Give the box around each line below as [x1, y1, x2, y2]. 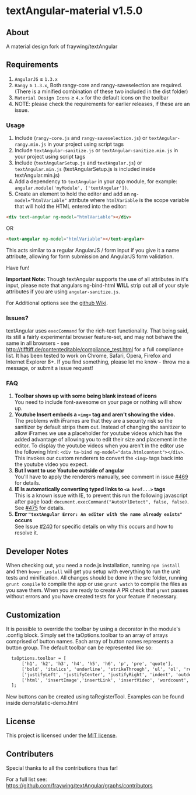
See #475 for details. [14, 505, 65, 512]
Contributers [6, 749, 54, 759]
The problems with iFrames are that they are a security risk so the [14, 417, 173, 424]
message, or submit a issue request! [6, 365, 93, 372]
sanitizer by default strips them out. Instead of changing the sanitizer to [14, 423, 187, 431]
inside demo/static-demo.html [6, 700, 79, 707]
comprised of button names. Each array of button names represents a [6, 638, 174, 645]
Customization [6, 610, 61, 620]
